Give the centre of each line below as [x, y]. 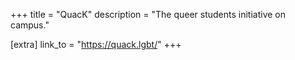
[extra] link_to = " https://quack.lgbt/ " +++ [96, 44]
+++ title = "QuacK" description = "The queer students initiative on [148, 14]
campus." [30, 25]
